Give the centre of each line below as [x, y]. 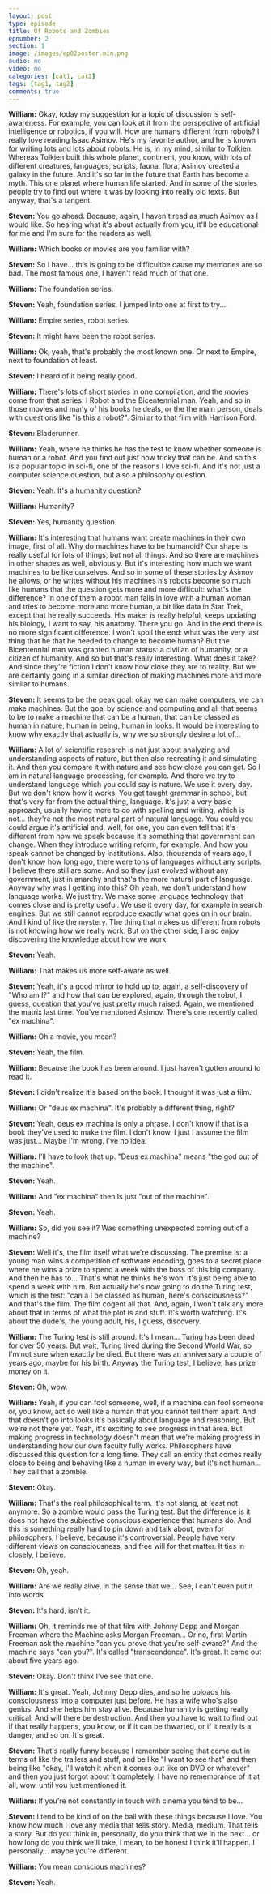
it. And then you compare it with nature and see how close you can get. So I [135, 767]
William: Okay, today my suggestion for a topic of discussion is [114, 114]
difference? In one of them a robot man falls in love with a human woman [129, 598]
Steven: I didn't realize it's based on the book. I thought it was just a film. [130, 1092]
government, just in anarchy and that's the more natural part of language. [131, 879]
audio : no [25, 62]
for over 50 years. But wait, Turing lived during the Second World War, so [130, 1345]
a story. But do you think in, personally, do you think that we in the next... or [134, 1834]
